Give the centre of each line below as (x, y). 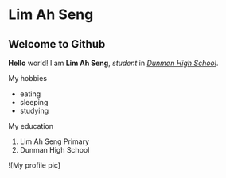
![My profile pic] (35, 165)
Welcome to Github (57, 44)
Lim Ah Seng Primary (55, 141)
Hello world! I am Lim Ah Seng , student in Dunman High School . (113, 63)
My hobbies (28, 78)
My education (31, 126)
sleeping (34, 102)
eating (30, 94)
